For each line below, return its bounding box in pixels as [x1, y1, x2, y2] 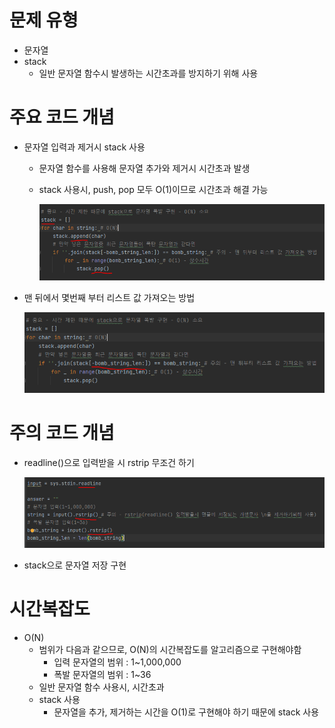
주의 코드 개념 [9, 422, 115, 445]
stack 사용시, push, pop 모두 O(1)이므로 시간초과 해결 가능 [38, 183, 269, 195]
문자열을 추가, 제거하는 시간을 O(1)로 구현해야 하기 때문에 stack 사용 [53, 706, 320, 718]
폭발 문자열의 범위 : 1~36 [53, 669, 152, 681]
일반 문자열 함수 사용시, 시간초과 [38, 681, 165, 693]
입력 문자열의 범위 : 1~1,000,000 [53, 656, 182, 668]
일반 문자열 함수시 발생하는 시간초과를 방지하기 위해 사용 [38, 67, 259, 79]
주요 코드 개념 [9, 106, 115, 129]
